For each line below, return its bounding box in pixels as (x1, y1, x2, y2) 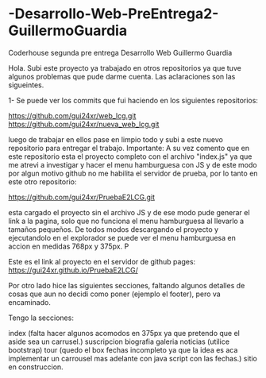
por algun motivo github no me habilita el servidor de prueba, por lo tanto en (8, 168, 258, 178)
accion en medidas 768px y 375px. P (8, 241, 129, 251)
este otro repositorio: (8, 176, 77, 187)
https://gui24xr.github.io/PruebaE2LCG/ (8, 265, 139, 275)
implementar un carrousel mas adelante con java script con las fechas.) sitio (8, 353, 258, 363)
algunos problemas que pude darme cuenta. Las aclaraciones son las (8, 71, 236, 81)
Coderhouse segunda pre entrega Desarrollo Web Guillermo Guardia (8, 48, 233, 57)
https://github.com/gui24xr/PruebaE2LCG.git (8, 192, 156, 202)
